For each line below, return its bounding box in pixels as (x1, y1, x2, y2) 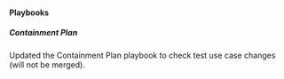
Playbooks (9, 7, 50, 18)
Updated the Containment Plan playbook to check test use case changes (9, 50, 276, 60)
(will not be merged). (9, 59, 86, 70)
